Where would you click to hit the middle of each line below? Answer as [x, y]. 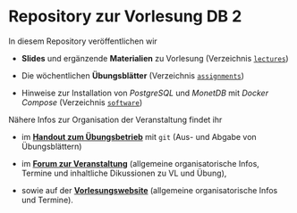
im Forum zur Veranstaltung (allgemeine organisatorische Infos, [140, 163]
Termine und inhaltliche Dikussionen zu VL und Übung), [124, 173]
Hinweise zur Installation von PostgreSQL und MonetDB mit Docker [145, 93]
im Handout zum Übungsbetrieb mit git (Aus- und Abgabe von [139, 136]
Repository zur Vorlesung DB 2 [125, 16]
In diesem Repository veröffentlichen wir [83, 41]
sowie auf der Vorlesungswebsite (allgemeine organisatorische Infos [149, 190]
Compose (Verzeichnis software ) [82, 102]
